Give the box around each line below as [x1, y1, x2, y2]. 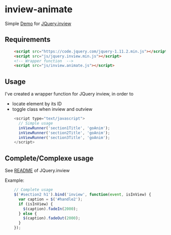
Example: [5, 177, 25, 183]
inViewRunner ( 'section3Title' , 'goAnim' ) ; [18, 135, 110, 140]
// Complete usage [14, 187, 53, 193]
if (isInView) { [18, 201, 53, 206]
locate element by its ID [12, 101, 62, 107]
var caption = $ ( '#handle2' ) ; [18, 197, 83, 202]
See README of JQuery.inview [5, 168, 70, 174]
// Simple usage [18, 121, 53, 126]
